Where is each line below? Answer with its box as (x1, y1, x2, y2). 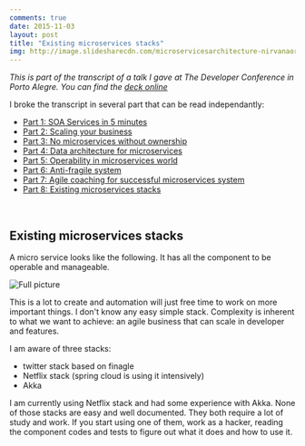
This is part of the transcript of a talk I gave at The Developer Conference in (9, 72, 295, 82)
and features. (9, 325, 60, 336)
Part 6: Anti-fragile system (22, 165, 122, 176)
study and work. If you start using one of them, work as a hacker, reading (9, 416, 284, 427)
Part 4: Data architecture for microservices (22, 146, 183, 157)
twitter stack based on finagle (22, 360, 134, 372)
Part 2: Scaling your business (22, 126, 133, 137)
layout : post (9, 30, 59, 39)
